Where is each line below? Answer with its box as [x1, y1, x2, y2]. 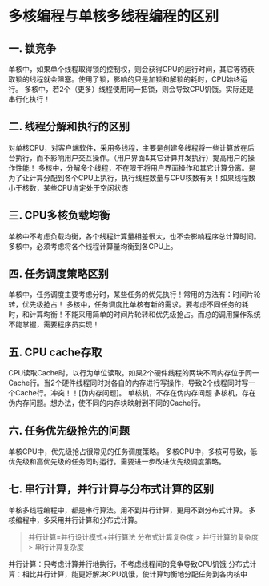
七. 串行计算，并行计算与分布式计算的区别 [8, 482, 215, 496]
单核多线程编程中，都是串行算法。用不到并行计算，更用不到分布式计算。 [8, 505, 247, 515]
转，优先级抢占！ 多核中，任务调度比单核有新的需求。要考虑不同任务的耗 [8, 299, 249, 309]
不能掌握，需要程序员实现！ [8, 319, 100, 329]
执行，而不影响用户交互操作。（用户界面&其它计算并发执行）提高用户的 [14, 153, 248, 163]
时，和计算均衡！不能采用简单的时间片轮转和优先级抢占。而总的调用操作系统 [8, 310, 261, 319]
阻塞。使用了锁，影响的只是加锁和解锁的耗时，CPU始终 [57, 74, 241, 84]
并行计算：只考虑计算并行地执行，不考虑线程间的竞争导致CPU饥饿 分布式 [8, 559, 250, 568]
